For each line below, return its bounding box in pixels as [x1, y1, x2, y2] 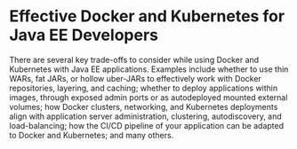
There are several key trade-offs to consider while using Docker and [9, 54, 260, 65]
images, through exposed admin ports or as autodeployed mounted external [9, 91, 288, 103]
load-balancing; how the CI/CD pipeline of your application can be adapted [9, 120, 285, 130]
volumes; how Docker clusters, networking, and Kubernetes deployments [9, 101, 278, 112]
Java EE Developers [9, 25, 158, 45]
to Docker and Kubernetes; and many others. [9, 129, 174, 140]
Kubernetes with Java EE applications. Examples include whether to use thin [9, 64, 289, 74]
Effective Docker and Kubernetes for [9, 6, 285, 27]
